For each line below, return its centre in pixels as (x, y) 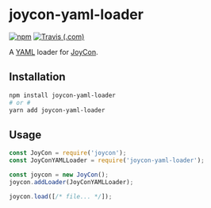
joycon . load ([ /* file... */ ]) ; (61, 196)
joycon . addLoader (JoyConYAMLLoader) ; (71, 182)
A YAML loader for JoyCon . (54, 52)
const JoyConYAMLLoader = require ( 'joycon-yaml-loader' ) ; (107, 160)
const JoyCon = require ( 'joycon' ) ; (68, 153)
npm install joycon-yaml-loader (62, 95)
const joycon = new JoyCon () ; (59, 175)
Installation (37, 77)
